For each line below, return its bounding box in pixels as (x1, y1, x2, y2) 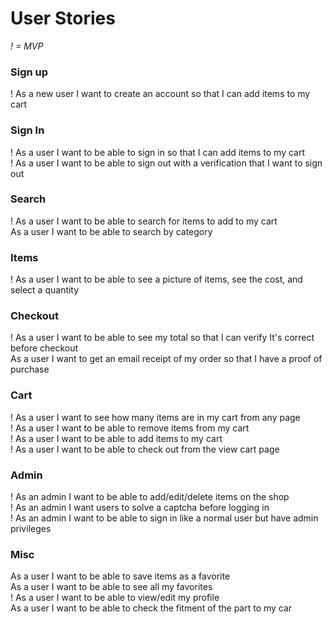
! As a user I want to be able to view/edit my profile (10, 592, 220, 604)
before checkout (10, 342, 79, 354)
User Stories (10, 7, 116, 30)
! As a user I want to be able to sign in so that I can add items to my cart (10, 146, 306, 158)
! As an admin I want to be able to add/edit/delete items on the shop (10, 491, 290, 503)
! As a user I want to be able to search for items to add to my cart (10, 215, 278, 227)
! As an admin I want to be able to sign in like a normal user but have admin (10, 512, 319, 524)
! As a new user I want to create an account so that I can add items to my (10, 88, 311, 100)
